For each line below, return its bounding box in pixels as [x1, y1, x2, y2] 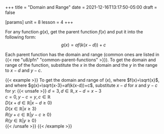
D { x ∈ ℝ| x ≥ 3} [5, 106, 37, 112]
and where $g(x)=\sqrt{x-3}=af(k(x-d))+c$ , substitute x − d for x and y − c [5, 82, 158, 88]
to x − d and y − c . [5, 67, 42, 73]
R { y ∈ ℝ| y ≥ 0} [5, 118, 37, 124]
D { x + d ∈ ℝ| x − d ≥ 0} [5, 100, 52, 106]
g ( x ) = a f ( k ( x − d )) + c [61, 42, 106, 48]
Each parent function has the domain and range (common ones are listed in [5, 52, 160, 57]
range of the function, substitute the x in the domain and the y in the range [5, 62, 158, 68]
